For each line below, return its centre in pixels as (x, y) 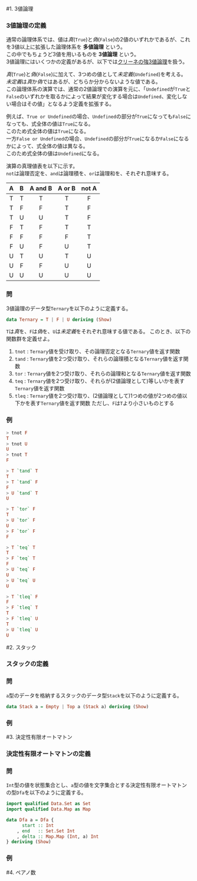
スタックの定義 (27, 664)
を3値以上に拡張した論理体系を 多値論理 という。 (66, 47)
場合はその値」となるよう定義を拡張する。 (63, 104)
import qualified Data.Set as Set (49, 804)
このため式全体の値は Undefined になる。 (54, 153)
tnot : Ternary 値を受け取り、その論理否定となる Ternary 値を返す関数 (97, 352)
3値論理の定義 (26, 25)
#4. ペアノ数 (21, 872)
